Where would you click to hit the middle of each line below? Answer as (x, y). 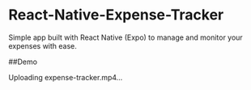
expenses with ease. (43, 45)
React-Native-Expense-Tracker (116, 15)
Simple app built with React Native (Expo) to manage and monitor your (125, 37)
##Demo (23, 62)
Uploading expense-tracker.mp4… (66, 77)
